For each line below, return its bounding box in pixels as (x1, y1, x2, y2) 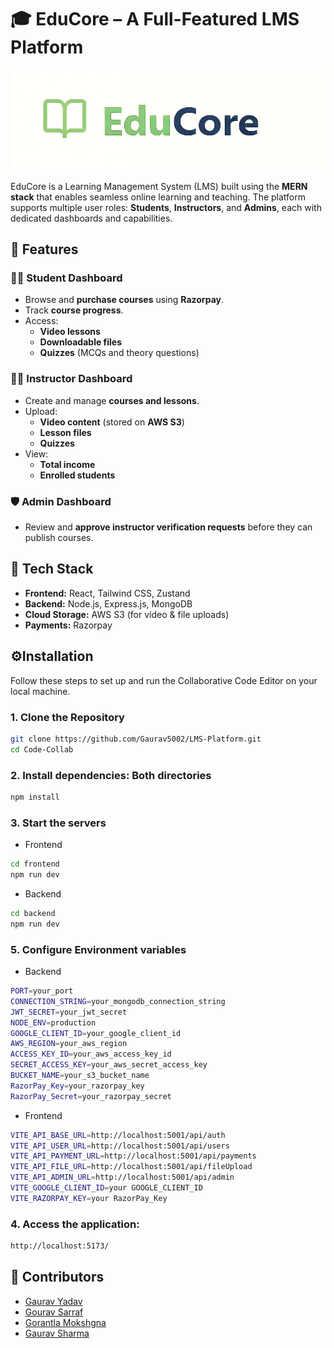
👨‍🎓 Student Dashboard (10, 271, 123, 285)
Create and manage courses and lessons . (24, 394, 200, 406)
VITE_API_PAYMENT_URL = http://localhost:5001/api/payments (10, 1151, 257, 1161)
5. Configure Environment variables (10, 942, 187, 956)
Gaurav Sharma (24, 1327, 90, 1339)
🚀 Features (10, 241, 79, 258)
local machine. (10, 685, 71, 697)
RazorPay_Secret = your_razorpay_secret (10, 1091, 172, 1101)
